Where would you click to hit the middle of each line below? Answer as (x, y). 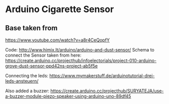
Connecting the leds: (27, 76)
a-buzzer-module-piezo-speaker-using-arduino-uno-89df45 (68, 96)
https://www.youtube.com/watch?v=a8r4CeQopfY (57, 40)
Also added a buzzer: (27, 91)
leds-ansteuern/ (22, 81)
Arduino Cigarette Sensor (60, 9)
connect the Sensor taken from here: (43, 55)
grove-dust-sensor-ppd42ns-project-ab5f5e (52, 66)
